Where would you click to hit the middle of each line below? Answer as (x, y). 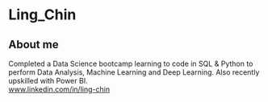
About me (33, 45)
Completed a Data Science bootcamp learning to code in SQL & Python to (131, 63)
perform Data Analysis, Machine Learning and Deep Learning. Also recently (134, 72)
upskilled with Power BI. (48, 81)
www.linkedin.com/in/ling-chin (59, 89)
